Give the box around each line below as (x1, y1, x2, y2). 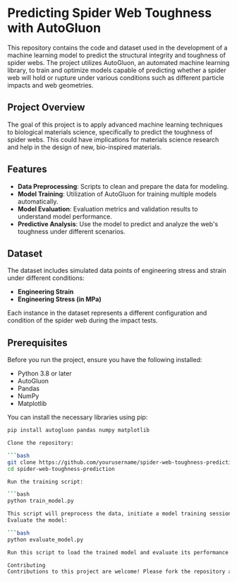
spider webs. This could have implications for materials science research (7, 135, 219, 144)
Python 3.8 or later (17, 369, 72, 378)
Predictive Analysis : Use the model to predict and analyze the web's (17, 219, 219, 228)
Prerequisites (7, 337, 68, 349)
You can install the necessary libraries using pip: (7, 413, 148, 421)
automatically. (17, 197, 59, 206)
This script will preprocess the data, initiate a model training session (7, 511, 232, 518)
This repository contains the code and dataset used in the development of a (7, 43, 228, 52)
